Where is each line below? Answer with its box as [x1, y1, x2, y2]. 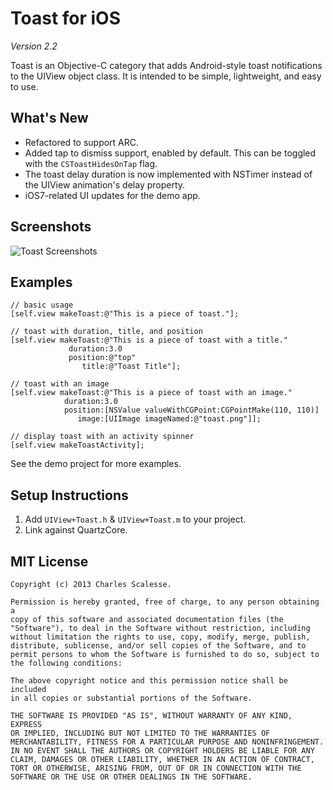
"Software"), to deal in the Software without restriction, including [10, 623, 311, 633]
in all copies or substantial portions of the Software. [10, 693, 253, 703]
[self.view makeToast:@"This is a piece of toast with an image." [10, 388, 293, 398]
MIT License [10, 553, 89, 570]
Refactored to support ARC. [24, 136, 140, 148]
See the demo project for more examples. [10, 458, 182, 470]
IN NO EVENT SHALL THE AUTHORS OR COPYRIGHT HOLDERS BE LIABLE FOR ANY [10, 746, 315, 756]
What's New [10, 110, 89, 127]
